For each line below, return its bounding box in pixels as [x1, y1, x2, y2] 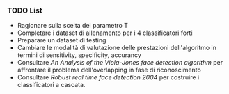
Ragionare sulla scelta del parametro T [17, 22, 129, 30]
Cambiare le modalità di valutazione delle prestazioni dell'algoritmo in [17, 44, 217, 52]
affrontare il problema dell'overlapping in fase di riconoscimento [17, 65, 202, 75]
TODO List [7, 6, 43, 15]
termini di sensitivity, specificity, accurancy [17, 51, 141, 59]
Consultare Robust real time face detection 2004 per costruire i [17, 73, 200, 81]
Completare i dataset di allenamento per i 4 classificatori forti [17, 29, 193, 37]
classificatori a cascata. [17, 81, 86, 89]
